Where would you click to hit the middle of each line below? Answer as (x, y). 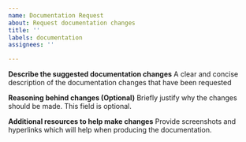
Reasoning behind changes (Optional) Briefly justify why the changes (123, 98)
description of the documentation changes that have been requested (120, 83)
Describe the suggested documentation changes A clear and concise (123, 74)
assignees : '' (32, 45)
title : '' (24, 30)
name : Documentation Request (56, 15)
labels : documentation (45, 37)
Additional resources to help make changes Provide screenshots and (122, 121)
